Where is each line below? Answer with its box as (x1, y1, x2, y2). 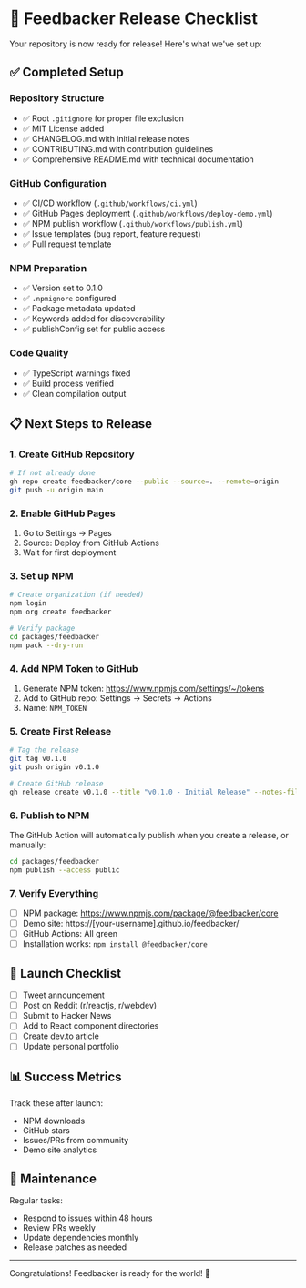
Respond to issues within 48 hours (22, 1212, 153, 1223)
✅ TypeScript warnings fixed (22, 368, 131, 379)
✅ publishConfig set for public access (22, 323, 166, 335)
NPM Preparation (9, 261, 87, 274)
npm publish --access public (9, 865, 120, 875)
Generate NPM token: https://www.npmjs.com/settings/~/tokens (22, 683, 265, 694)
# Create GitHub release (9, 778, 104, 788)
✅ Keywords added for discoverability (22, 313, 166, 324)
